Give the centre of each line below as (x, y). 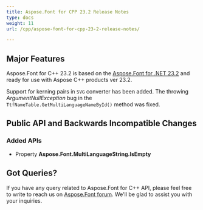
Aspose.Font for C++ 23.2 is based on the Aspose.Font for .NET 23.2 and (98, 73)
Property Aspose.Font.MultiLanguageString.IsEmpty (83, 154)
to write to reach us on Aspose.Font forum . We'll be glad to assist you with (99, 194)
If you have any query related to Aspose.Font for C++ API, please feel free (99, 188)
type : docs (20, 18)
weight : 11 (20, 23)
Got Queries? (32, 173)
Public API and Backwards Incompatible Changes (102, 124)
